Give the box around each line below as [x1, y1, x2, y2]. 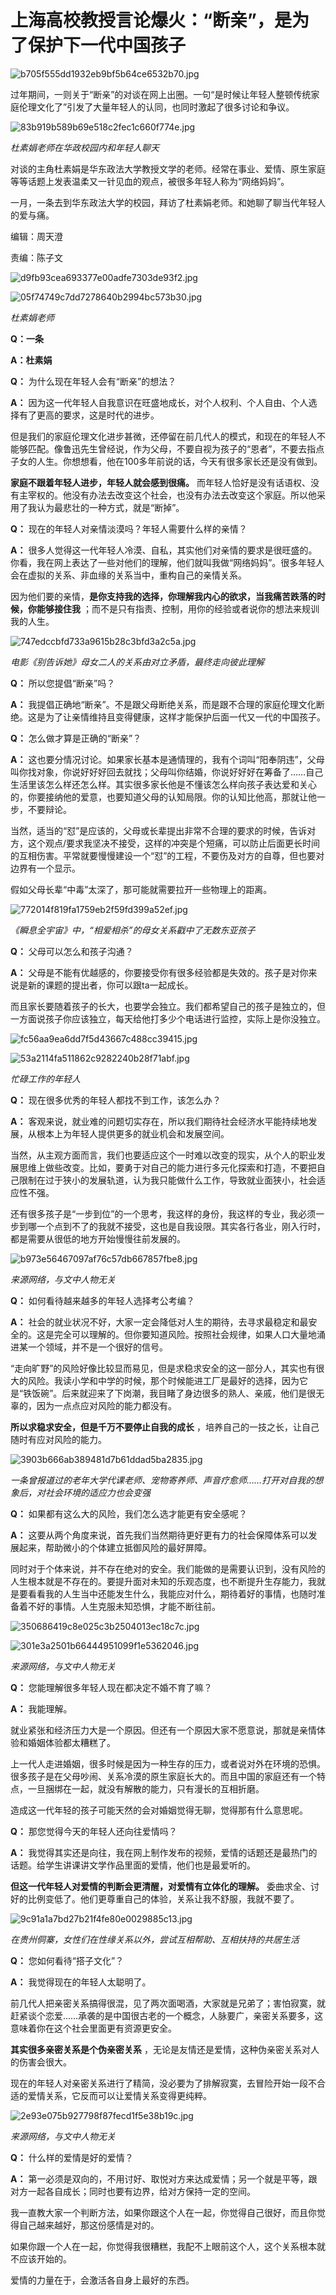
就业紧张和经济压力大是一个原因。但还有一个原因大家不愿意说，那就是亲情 [10, 1724, 317, 1736]
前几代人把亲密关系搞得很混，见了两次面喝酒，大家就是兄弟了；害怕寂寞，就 [10, 1997, 326, 2009]
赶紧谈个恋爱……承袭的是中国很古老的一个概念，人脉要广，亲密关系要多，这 [10, 2009, 324, 2021]
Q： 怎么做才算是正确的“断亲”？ [10, 732, 142, 744]
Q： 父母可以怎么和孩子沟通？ [10, 945, 134, 957]
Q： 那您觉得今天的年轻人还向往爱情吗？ [10, 1825, 178, 1837]
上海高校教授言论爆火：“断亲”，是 [10, 9, 293, 32]
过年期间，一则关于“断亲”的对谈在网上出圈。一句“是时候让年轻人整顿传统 [10, 88, 312, 100]
